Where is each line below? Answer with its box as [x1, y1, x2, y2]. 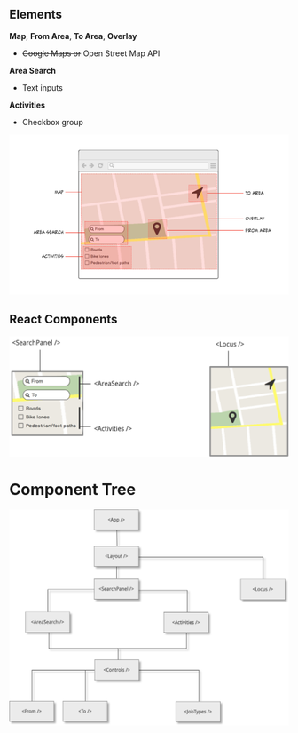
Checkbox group [21, 116, 84, 127]
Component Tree [9, 479, 136, 499]
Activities [9, 100, 46, 110]
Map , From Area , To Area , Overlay [9, 30, 137, 41]
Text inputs [21, 82, 64, 92]
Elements [9, 7, 63, 22]
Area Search [9, 65, 56, 76]
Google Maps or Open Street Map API [21, 48, 161, 59]
